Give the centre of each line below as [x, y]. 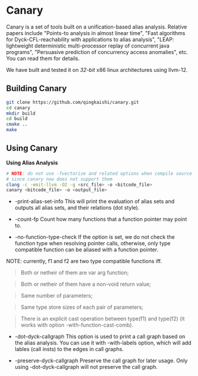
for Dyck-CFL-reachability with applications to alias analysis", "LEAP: [90, 39]
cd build [17, 119]
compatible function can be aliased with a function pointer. [87, 249]
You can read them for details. [43, 58]
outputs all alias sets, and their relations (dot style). [77, 208]
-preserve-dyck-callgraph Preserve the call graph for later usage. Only [101, 361]
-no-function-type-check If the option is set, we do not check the [95, 237]
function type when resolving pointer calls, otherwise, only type [92, 244]
